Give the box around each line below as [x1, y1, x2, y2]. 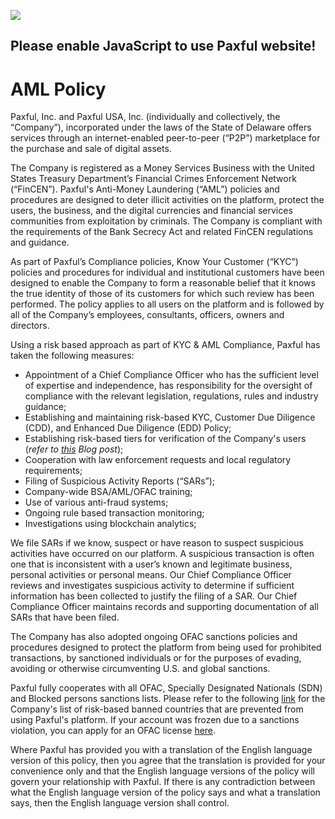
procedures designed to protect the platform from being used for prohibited [10, 641, 322, 654]
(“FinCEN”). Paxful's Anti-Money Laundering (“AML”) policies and [10, 183, 280, 195]
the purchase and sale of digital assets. [10, 143, 172, 155]
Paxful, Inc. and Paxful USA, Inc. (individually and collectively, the [10, 111, 281, 123]
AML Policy [10, 78, 107, 100]
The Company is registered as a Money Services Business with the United [10, 162, 315, 174]
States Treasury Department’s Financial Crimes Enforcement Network [10, 173, 297, 185]
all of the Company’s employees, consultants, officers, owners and [10, 309, 285, 321]
